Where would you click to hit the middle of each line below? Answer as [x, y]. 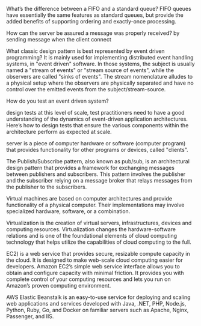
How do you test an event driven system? [58, 101]
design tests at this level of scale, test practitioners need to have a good [95, 113]
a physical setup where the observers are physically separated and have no [100, 83]
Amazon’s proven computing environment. [59, 285]
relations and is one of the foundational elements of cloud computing [92, 236]
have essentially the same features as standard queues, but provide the [95, 15]
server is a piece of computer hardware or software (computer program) [96, 143]
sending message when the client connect [59, 39]
